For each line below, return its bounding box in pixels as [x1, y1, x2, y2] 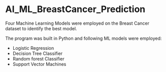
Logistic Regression [12, 45, 54, 51]
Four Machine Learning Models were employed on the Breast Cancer [5, 20, 150, 26]
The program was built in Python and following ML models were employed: [5, 35, 162, 41]
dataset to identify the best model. [5, 25, 77, 31]
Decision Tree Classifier [12, 50, 63, 56]
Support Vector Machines [12, 61, 67, 67]
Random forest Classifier [12, 55, 64, 61]
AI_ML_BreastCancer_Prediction [5, 4, 146, 15]
